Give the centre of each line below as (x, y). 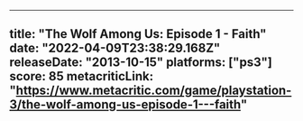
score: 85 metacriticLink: (82, 76)
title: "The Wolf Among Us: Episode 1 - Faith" (138, 34)
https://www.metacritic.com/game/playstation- (154, 91)
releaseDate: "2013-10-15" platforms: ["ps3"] (141, 63)
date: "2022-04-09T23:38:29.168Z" (115, 48)
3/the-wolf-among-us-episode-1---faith (125, 105)
